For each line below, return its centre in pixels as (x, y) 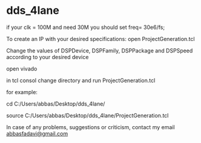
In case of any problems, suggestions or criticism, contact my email (91, 127)
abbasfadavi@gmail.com (37, 133)
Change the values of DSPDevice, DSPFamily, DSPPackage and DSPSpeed (100, 50)
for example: (22, 92)
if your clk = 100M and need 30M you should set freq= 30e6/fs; (86, 27)
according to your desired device (48, 57)
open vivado (22, 68)
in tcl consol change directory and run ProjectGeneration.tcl (81, 80)
